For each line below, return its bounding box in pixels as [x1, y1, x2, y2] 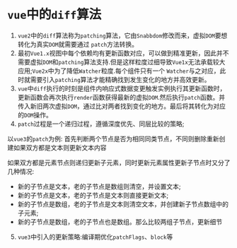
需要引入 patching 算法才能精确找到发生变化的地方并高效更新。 [30, 75, 211, 83]
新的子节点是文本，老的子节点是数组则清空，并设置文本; [17, 182, 182, 191]
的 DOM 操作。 [17, 110, 53, 119]
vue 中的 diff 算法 [7, 6, 102, 23]
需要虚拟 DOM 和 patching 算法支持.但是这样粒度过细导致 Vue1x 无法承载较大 [17, 57, 226, 66]
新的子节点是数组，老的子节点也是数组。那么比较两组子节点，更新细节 [17, 217, 223, 226]
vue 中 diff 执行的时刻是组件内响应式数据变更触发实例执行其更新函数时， [17, 84, 226, 93]
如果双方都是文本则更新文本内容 [13, 143, 107, 152]
